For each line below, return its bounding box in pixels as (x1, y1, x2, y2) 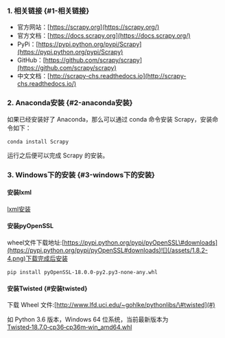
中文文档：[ (16, 72, 50, 80)
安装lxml (7, 188, 32, 196)
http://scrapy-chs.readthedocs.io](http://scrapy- (49, 72, 187, 80)
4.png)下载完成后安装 (7, 254, 69, 262)
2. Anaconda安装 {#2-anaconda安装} (7, 98, 133, 108)
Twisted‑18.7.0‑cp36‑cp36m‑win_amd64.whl (7, 323, 132, 331)
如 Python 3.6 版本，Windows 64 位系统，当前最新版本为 (7, 315, 169, 324)
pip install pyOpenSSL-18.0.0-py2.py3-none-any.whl (7, 269, 158, 275)
